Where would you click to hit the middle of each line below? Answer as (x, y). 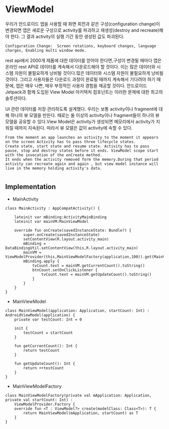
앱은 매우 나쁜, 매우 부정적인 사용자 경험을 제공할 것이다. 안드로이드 (81, 85)
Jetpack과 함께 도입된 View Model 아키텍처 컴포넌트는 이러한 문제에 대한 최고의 (84, 92)
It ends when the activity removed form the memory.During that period (82, 159)
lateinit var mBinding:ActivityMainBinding (61, 217)
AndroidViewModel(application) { (40, 315)
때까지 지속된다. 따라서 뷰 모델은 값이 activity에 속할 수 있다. (73, 128)
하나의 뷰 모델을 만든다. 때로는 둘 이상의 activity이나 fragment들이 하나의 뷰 (85, 115)
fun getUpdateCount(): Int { (45, 363)
